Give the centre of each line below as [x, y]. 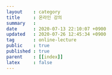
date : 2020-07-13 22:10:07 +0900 [56, 29]
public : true [28, 46]
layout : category [33, 12]
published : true [28, 51]
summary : [21, 23]
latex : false [29, 62]
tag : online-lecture [42, 40]
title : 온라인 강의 [34, 18]
